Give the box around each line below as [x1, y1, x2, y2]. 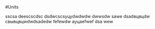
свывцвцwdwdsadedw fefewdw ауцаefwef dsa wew [5, 19, 113, 24]
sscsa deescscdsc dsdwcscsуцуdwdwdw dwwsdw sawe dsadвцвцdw [5, 14, 150, 19]
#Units [5, 4, 19, 10]
